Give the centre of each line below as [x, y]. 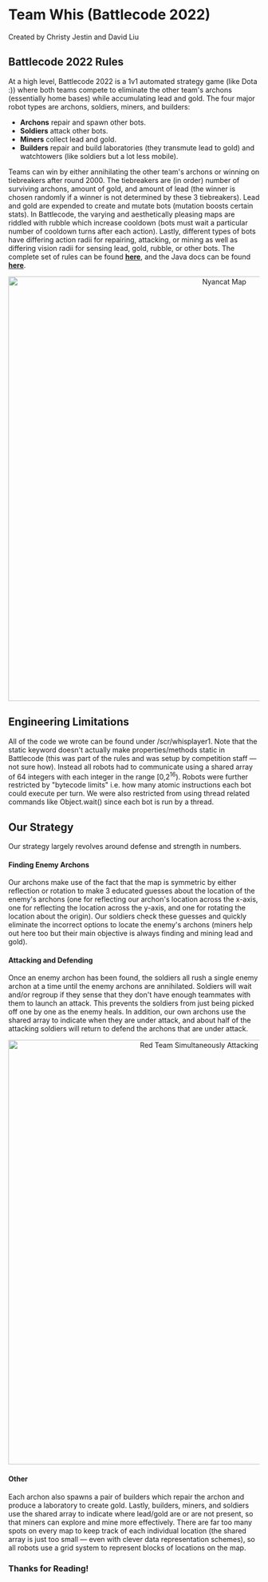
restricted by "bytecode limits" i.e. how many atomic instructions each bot [130, 785]
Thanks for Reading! [49, 1568]
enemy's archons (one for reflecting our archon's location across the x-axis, [133, 899]
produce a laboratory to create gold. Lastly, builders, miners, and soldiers [129, 1505]
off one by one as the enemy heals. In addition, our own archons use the [127, 1012]
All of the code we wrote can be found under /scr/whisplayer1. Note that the [133, 741]
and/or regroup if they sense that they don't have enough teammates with [130, 995]
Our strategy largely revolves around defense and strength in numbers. [125, 847]
